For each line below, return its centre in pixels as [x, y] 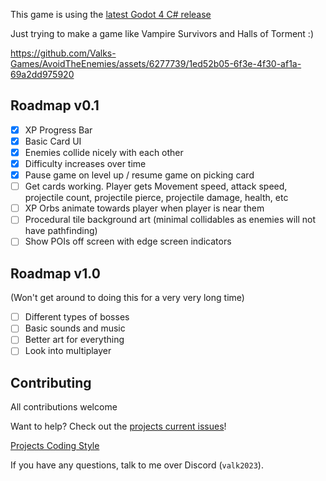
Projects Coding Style [55, 446]
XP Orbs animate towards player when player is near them [144, 208]
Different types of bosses [77, 317]
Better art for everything [74, 340]
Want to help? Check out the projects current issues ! [118, 426]
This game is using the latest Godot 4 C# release [111, 14]
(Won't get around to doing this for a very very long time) [127, 298]
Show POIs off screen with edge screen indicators [128, 241]
